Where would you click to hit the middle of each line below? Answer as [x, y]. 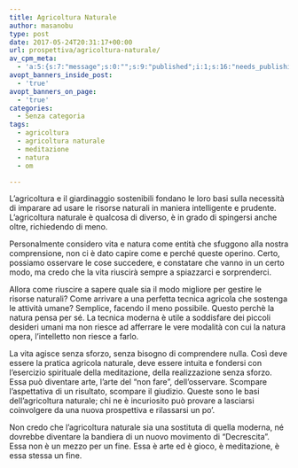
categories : [31, 108]
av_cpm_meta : [33, 58]
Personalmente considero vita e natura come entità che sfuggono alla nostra [149, 244]
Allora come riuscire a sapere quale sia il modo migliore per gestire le [135, 290]
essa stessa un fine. [46, 456]
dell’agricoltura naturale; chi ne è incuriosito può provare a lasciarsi [132, 401]
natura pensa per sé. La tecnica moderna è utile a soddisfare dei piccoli [140, 318]
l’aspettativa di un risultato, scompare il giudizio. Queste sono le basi [134, 392]
